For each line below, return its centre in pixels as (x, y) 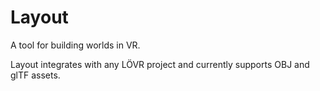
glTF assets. (35, 75)
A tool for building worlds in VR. (75, 45)
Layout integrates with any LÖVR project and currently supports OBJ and (160, 64)
